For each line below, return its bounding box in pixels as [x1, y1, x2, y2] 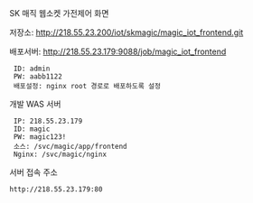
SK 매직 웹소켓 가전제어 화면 [9, 8, 109, 18]
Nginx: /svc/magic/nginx [13, 150, 107, 159]
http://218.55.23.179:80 [9, 185, 103, 194]
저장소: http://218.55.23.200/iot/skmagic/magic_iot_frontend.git [9, 27, 244, 38]
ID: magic [13, 125, 51, 134]
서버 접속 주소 [9, 167, 59, 178]
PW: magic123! [13, 133, 67, 142]
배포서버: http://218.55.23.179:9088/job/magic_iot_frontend [9, 46, 227, 57]
